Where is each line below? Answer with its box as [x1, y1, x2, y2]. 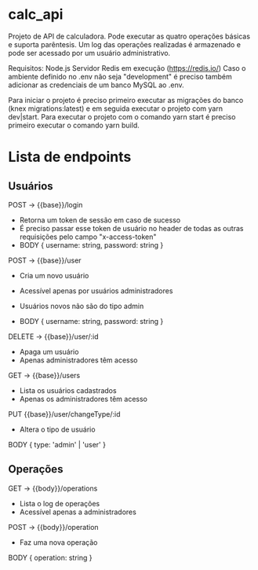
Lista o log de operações [19, 498, 100, 508]
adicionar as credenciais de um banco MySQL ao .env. [8, 80, 184, 90]
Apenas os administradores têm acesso [19, 394, 147, 403]
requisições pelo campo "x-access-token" [19, 232, 157, 241]
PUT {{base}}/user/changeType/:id [8, 409, 121, 418]
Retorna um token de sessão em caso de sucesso [19, 215, 181, 225]
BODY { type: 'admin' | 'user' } [8, 439, 106, 449]
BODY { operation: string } [8, 553, 93, 562]
